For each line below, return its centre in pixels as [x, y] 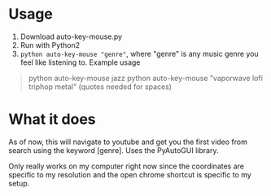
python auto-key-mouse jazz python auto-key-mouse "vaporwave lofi [145, 78]
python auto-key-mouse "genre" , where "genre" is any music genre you [139, 53]
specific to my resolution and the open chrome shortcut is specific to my [130, 174]
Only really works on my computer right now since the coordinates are [126, 166]
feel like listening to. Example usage [80, 62]
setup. [19, 183]
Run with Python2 [50, 45]
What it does [52, 119]
